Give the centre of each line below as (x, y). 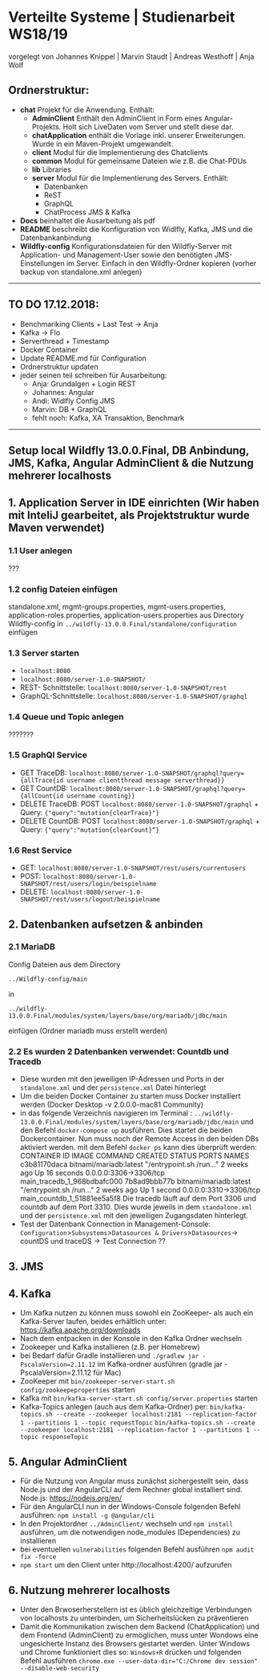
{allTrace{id (42, 780)
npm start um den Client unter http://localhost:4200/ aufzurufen (126, 1565)
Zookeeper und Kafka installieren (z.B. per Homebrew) (110, 1347)
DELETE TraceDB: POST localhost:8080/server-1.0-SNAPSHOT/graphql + (139, 804)
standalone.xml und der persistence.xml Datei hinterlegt (113, 1087)
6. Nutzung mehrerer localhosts (89, 1590)
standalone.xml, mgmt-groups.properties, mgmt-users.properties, (117, 606)
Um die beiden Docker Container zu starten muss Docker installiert (130, 1096)
